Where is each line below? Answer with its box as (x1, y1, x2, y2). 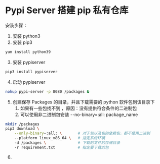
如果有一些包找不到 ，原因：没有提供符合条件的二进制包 (20, 105, 137, 111)
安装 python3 (12, 33, 41, 39)
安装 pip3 (12, 39, 32, 45)
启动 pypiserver (12, 79, 46, 85)
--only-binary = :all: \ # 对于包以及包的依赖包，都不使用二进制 (14, 131, 150, 136)
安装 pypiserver (12, 59, 46, 65)
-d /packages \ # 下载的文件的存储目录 (14, 140, 121, 145)
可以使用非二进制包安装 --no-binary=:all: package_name (20, 112, 138, 118)
